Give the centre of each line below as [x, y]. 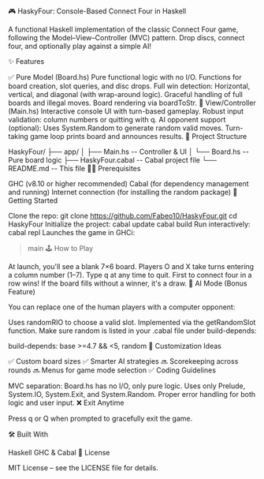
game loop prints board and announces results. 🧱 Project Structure [139, 136]
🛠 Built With [28, 434]
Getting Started [33, 200]
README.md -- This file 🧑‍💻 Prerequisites [74, 168]
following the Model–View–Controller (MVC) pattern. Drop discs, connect [126, 37]
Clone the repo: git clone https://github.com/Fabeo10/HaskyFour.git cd [123, 216]
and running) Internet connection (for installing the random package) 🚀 [123, 192]
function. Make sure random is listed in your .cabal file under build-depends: [132, 331]
